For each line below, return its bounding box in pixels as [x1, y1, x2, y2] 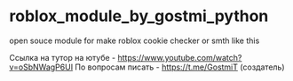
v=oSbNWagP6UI [9, 62, 74, 72]
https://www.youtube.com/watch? [117, 52, 242, 63]
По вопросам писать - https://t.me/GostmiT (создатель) [75, 62, 286, 72]
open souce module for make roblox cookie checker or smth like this [9, 35, 260, 46]
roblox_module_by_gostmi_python [9, 6, 269, 26]
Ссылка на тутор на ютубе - [9, 52, 116, 63]
